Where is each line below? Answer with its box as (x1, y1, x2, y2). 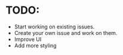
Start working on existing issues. (14, 23, 95, 30)
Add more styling (14, 42, 57, 49)
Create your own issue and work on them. (14, 29, 118, 36)
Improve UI (14, 35, 42, 43)
